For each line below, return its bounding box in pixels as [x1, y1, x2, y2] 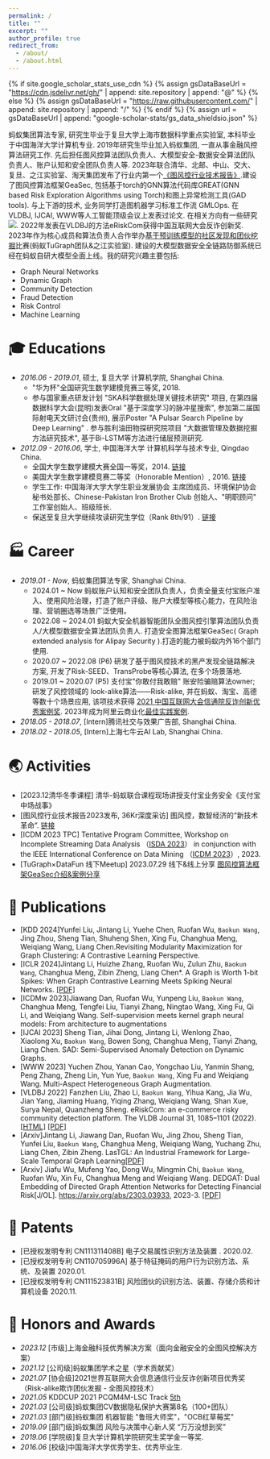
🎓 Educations [8, 339, 106, 358]
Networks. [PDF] [19, 984, 76, 994]
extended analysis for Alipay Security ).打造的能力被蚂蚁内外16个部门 [31, 636, 261, 646]
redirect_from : [8, 42, 59, 50]
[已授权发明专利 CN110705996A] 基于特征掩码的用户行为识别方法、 [19, 1256, 243, 1266]
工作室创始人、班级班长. [31, 501, 112, 512]
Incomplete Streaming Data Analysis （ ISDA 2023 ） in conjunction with [19, 839, 256, 849]
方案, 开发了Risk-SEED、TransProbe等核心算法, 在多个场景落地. [31, 666, 243, 675]
